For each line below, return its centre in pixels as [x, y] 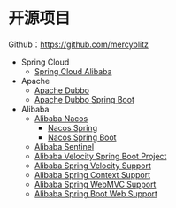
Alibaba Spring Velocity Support [93, 166]
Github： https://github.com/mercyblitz [79, 44]
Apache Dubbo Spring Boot [84, 99]
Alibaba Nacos [61, 118]
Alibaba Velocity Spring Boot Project [100, 156]
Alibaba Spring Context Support [92, 174]
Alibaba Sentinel [64, 146]
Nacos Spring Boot [82, 137]
